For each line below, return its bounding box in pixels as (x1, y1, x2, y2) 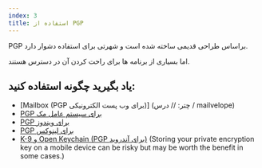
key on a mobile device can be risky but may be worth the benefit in (19, 143, 244, 152)
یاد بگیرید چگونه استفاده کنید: (8, 79, 136, 92)
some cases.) (19, 151, 65, 161)
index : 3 (8, 11, 38, 20)
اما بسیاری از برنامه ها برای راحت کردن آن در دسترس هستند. (8, 57, 190, 66)
